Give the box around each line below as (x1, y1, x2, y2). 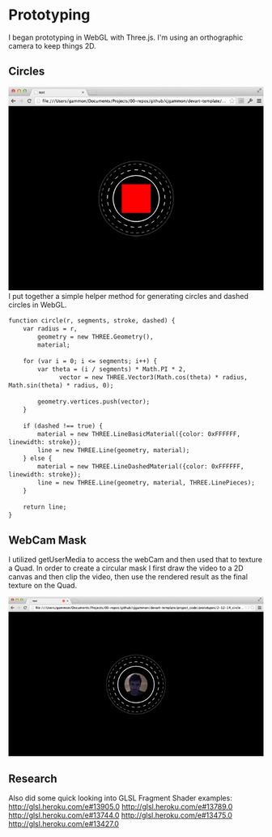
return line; (23, 503, 67, 511)
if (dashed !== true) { (23, 422, 104, 430)
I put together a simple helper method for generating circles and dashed (8, 292, 249, 301)
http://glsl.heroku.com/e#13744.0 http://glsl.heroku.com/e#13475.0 (8, 810, 233, 820)
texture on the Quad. (8, 581, 78, 591)
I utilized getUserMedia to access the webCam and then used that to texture (8, 555, 263, 565)
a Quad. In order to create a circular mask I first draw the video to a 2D (8, 563, 244, 573)
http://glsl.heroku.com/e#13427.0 (8, 819, 120, 829)
